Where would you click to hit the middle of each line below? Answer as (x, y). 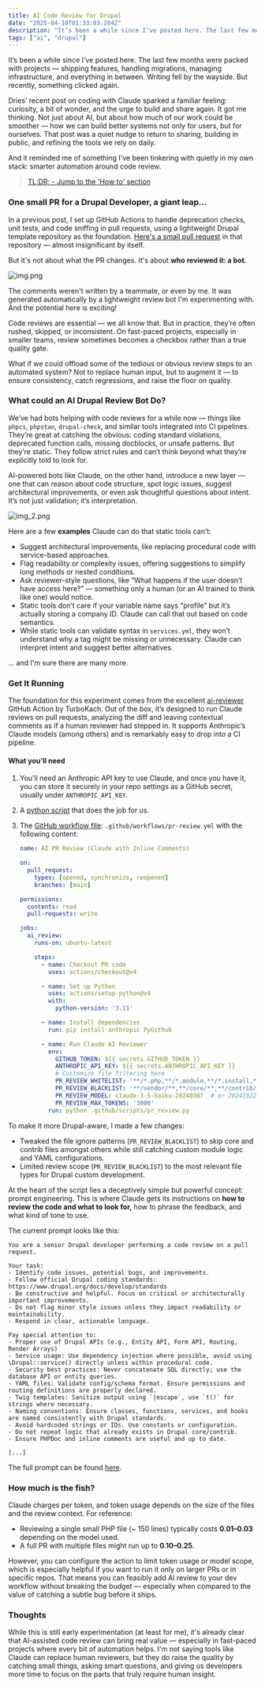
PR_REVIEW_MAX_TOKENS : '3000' (105, 1103)
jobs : (28, 928)
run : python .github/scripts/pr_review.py (119, 1110)
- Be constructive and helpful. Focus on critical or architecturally (127, 1293)
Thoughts (27, 1615)
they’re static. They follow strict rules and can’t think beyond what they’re (127, 451)
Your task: (26, 1266)
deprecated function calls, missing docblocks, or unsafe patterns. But (121, 443)
